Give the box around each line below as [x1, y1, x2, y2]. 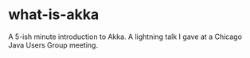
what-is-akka [8, 6, 100, 24]
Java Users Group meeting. [8, 40, 98, 49]
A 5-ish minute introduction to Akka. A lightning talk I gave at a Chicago [8, 32, 243, 41]
